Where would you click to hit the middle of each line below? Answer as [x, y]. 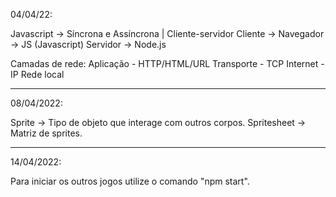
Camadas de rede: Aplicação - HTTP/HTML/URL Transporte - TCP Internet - [167, 63]
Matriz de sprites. [46, 133]
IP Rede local [37, 74]
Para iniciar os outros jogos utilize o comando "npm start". [130, 181]
